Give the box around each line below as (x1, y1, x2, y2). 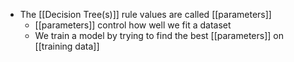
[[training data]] (34, 40, 100, 52)
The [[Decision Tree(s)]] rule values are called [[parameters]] (19, 9, 272, 20)
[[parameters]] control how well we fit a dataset (34, 19, 232, 31)
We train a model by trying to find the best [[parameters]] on (34, 30, 284, 41)
